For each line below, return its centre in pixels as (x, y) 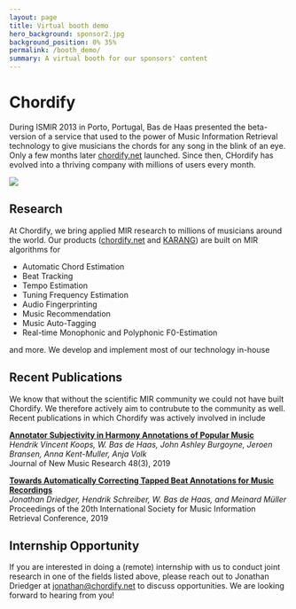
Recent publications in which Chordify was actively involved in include (137, 418)
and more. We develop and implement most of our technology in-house (140, 349)
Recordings (31, 489)
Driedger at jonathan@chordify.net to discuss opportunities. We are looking (147, 586)
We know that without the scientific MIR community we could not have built (147, 399)
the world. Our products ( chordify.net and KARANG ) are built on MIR (134, 239)
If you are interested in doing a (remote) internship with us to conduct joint (145, 567)
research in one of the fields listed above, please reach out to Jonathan (139, 576)
